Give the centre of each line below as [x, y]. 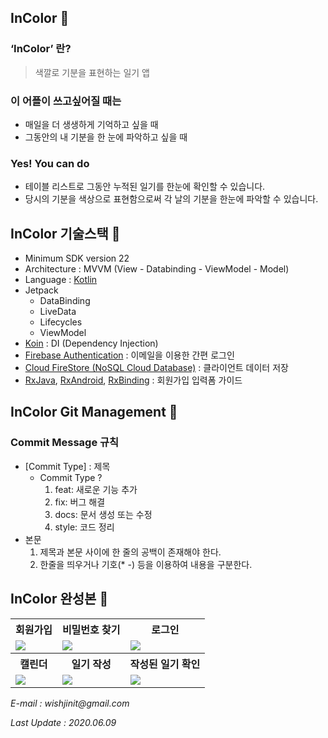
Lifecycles [61, 322]
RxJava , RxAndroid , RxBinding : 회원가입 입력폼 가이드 [133, 380]
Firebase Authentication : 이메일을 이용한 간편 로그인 [129, 355]
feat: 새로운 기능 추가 [96, 489]
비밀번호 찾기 [91, 629]
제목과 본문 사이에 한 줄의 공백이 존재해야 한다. [130, 552]
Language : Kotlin [61, 280]
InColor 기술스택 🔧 [65, 233]
